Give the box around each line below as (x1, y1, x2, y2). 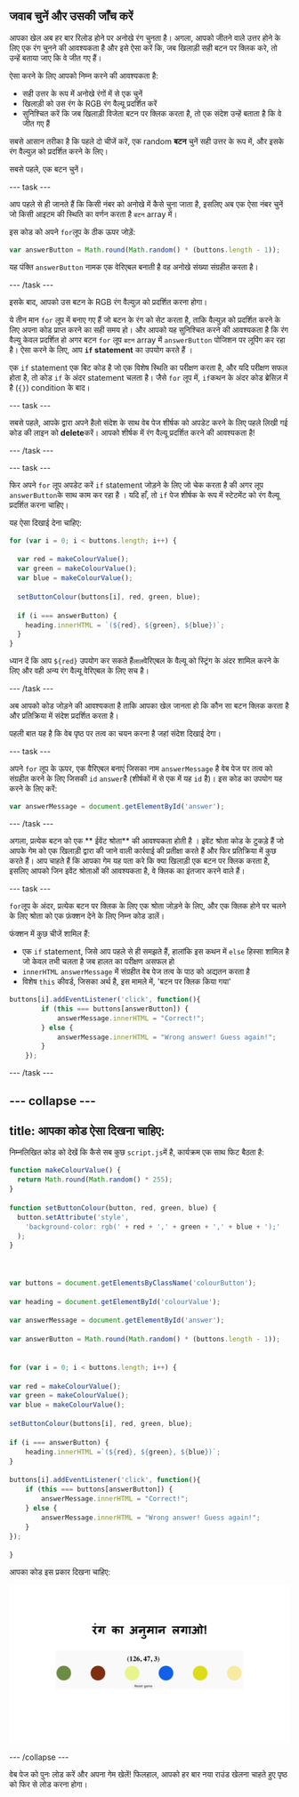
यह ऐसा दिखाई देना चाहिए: (9, 517, 82, 528)
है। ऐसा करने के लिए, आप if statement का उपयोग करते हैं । (9, 344, 193, 355)
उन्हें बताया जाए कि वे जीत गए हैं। (9, 52, 102, 63)
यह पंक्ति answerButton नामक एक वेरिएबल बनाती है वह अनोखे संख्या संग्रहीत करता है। (9, 262, 259, 272)
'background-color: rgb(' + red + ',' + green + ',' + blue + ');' (25, 1222, 280, 1231)
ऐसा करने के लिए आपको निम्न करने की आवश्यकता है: (9, 70, 158, 81)
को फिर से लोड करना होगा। (9, 1778, 88, 1789)
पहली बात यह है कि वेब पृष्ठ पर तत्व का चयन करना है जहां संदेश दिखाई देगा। (9, 729, 222, 739)
